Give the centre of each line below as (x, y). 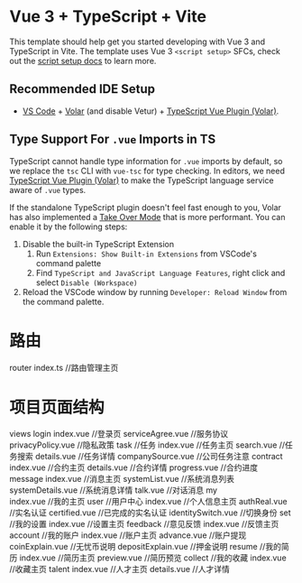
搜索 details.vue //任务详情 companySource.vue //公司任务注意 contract (150, 457)
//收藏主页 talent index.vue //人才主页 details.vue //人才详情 (119, 569)
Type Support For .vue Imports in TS (113, 139)
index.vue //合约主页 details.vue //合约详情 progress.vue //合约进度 (134, 467)
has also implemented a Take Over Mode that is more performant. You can (147, 217)
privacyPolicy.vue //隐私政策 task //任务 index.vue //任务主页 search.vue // (147, 445)
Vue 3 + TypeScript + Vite (108, 17)
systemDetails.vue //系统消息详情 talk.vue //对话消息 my (114, 490)
